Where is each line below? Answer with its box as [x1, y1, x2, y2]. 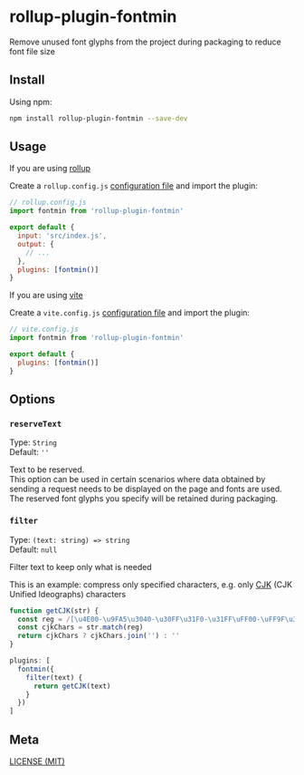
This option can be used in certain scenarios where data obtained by [9, 474, 266, 485]
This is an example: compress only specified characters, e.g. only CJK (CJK [9, 578, 292, 590]
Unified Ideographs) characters [9, 588, 127, 599]
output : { [17, 239, 54, 248]
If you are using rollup [9, 163, 91, 174]
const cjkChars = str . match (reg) [17, 623, 144, 632]
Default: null [9, 544, 58, 555]
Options [9, 392, 56, 407]
